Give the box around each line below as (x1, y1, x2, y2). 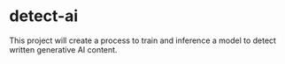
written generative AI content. (9, 44, 118, 54)
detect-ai (9, 6, 79, 26)
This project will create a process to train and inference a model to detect (9, 35, 277, 46)
